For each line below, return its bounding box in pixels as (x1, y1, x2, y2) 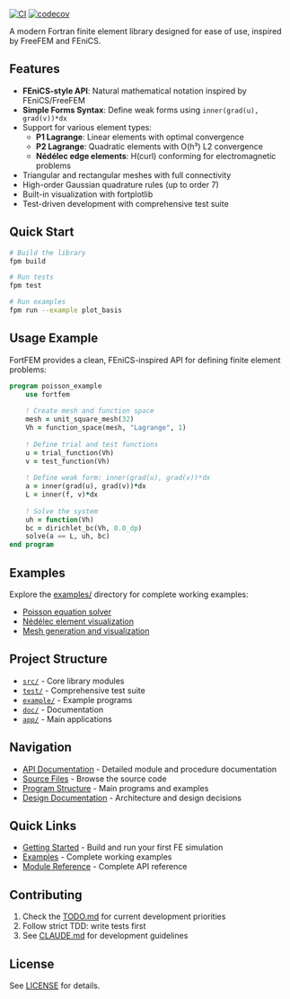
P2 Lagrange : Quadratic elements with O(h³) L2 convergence (35, 140, 263, 152)
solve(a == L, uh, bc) (25, 531, 110, 541)
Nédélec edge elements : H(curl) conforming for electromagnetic (35, 150, 277, 161)
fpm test (9, 281, 42, 290)
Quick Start (9, 225, 75, 240)
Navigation (9, 740, 72, 755)
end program (9, 540, 54, 549)
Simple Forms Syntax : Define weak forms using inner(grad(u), (22, 104, 259, 115)
